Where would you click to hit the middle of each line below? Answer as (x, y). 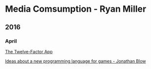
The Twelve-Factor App (29, 51)
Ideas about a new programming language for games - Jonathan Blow (75, 61)
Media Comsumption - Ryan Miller (76, 9)
